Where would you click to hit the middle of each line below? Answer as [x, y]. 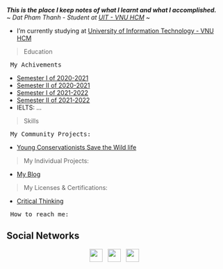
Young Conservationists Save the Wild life [76, 147]
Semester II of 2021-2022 [53, 100]
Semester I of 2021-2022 [52, 93]
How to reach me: [40, 214]
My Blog [28, 174]
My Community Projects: [50, 134]
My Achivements [36, 65]
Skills [31, 121]
